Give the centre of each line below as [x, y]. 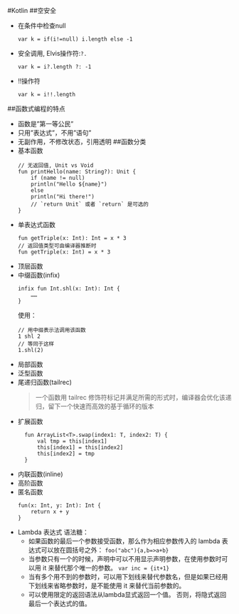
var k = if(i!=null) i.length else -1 [75, 39]
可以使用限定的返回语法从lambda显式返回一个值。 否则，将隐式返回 [127, 594]
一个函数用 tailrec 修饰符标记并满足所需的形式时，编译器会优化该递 [133, 397]
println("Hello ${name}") [69, 184]
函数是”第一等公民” [46, 124]
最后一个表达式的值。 [59, 603]
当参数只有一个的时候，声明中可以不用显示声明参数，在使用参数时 [125, 559]
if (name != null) [58, 178]
